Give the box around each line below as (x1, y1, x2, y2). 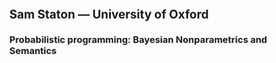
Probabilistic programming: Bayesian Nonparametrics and (9, 34, 268, 46)
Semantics (9, 44, 57, 57)
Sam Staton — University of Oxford (9, 7, 209, 22)
